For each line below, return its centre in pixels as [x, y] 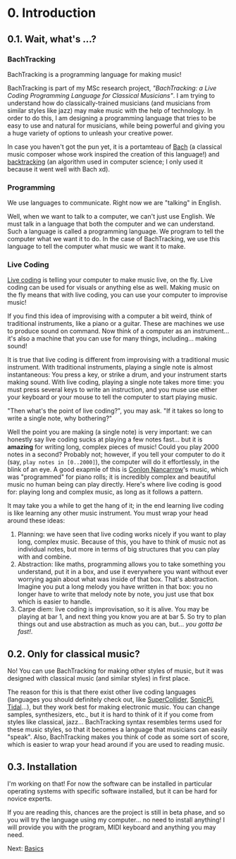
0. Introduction [52, 13]
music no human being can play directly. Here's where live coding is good [114, 485]
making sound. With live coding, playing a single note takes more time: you [116, 382]
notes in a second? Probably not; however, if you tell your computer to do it [116, 455]
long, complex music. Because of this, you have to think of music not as [122, 542]
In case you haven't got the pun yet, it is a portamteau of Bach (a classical [115, 147]
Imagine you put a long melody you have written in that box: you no [115, 587]
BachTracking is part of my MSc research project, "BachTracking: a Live [112, 88]
